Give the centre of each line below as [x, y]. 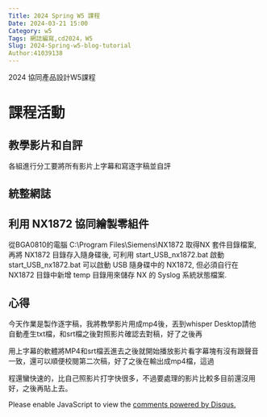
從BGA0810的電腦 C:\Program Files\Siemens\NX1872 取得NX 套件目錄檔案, [132, 245]
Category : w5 [30, 31]
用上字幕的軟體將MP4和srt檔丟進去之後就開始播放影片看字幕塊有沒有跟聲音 [134, 351]
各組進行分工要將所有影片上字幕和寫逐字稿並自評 [90, 166]
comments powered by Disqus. [184, 405]
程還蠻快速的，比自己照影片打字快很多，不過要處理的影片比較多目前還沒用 [132, 378]
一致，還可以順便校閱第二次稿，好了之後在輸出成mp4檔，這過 [111, 361]
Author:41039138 [35, 53]
